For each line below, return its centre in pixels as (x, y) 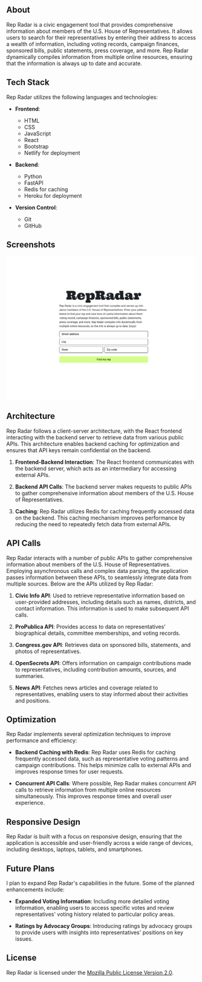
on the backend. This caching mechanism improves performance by (100, 518)
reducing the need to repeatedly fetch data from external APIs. (93, 524)
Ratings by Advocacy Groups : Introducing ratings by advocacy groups (103, 926)
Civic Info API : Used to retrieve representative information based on (100, 595)
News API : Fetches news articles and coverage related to (86, 688)
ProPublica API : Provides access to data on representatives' (90, 626)
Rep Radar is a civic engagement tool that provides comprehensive (90, 24)
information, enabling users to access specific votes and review (94, 908)
